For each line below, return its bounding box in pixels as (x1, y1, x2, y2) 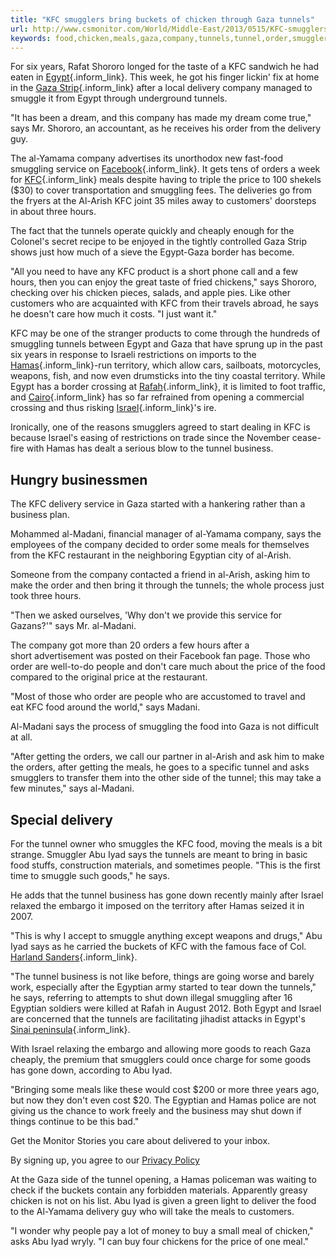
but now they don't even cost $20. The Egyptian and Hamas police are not (10, 1094, 317, 1106)
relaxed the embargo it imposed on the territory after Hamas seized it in (10, 900, 305, 911)
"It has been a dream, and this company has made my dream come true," (10, 112, 312, 124)
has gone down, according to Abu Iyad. (10, 1064, 173, 1076)
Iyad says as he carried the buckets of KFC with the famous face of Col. (10, 941, 307, 952)
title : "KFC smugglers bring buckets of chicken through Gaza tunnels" (10, 14, 315, 25)
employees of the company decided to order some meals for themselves (10, 539, 310, 551)
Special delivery (10, 811, 113, 828)
